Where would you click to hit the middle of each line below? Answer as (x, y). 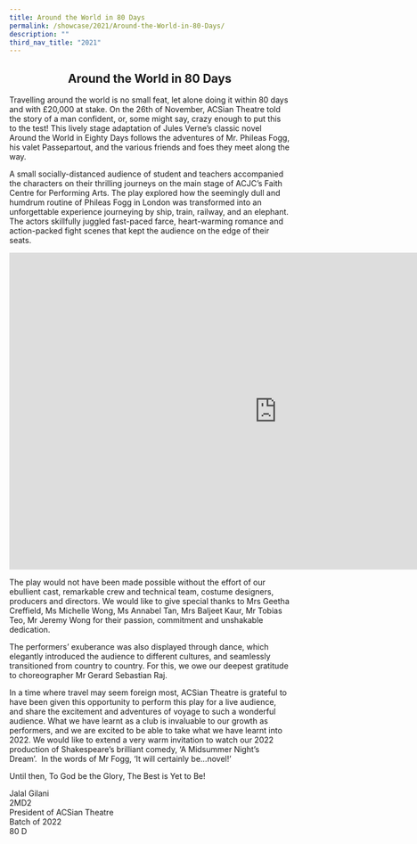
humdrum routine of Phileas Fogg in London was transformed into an (135, 202)
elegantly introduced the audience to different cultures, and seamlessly (140, 657)
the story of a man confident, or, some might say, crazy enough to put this (145, 119)
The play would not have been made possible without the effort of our (137, 582)
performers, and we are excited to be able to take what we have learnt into (146, 731)
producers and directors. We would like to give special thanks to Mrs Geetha (149, 602)
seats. (20, 241)
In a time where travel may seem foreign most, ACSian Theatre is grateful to (148, 692)
